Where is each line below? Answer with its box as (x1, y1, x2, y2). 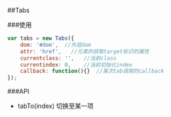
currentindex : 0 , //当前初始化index (20, 61, 133, 68)
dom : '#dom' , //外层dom (20, 41, 92, 48)
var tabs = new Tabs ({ (7, 35, 75, 42)
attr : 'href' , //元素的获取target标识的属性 (20, 48, 150, 55)
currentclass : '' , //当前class (20, 55, 117, 62)
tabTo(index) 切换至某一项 (17, 102, 94, 111)
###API (7, 87, 30, 96)
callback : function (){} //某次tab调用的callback (20, 67, 165, 75)
